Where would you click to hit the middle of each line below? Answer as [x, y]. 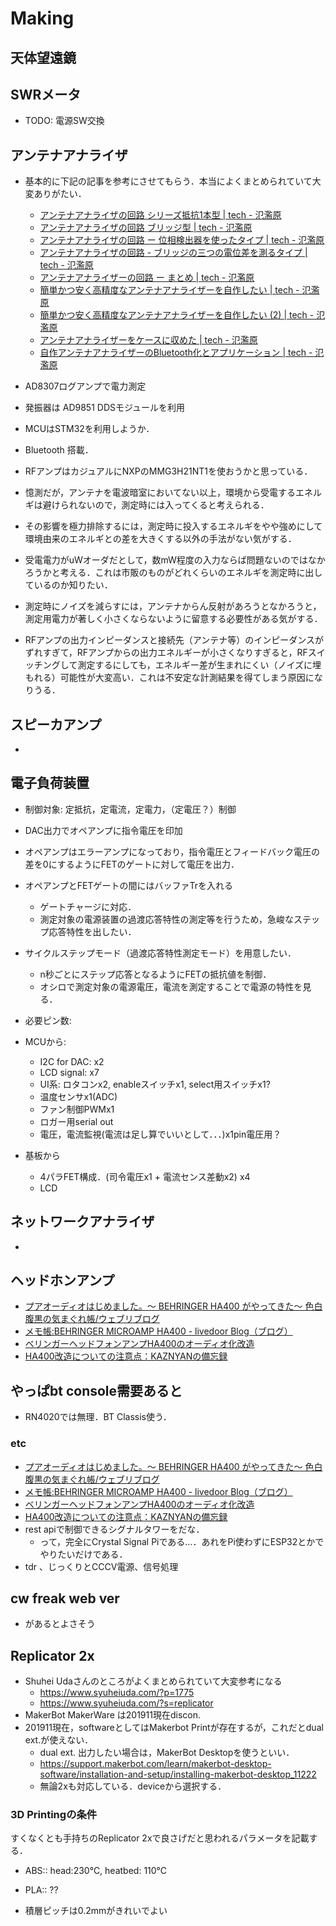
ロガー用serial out [76, 1121]
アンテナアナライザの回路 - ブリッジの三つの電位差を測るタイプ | [173, 253]
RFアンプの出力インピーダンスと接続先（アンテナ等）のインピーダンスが [174, 640]
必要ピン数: [48, 1020]
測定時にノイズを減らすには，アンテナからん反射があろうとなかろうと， [173, 606]
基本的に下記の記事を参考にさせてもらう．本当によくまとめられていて [168, 181]
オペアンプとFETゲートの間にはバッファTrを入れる [129, 885]
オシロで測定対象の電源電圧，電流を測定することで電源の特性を [171, 986]
